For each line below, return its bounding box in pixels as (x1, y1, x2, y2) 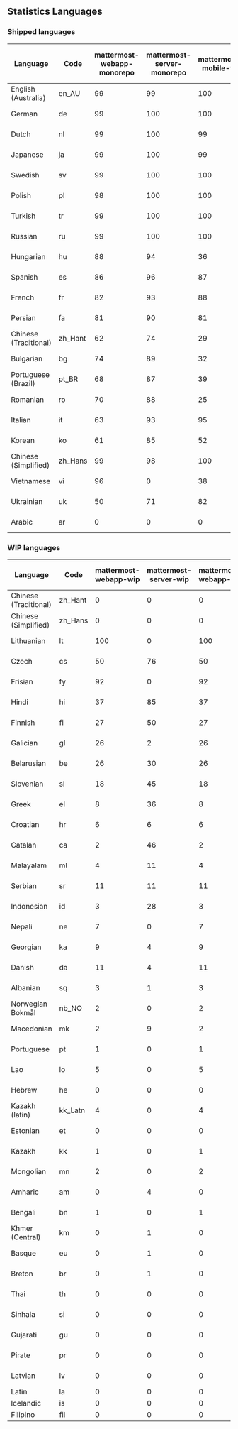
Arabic (11, 517, 33, 527)
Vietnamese (11, 476, 51, 486)
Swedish (11, 170, 40, 180)
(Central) (11, 1232, 41, 1242)
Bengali (11, 1207, 36, 1217)
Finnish (11, 717, 35, 727)
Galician (11, 738, 38, 748)
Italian (11, 415, 32, 425)
